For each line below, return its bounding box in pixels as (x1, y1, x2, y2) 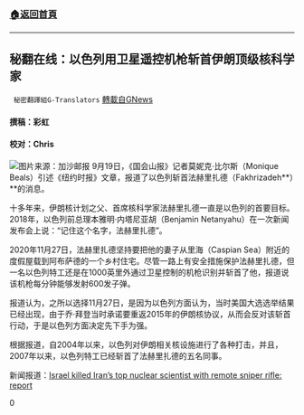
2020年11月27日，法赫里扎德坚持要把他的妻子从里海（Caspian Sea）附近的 (9, 244, 290, 255)
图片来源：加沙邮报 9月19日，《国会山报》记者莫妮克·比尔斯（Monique (18, 160, 279, 171)
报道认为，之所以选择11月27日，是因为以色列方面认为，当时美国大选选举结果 (9, 297, 295, 308)
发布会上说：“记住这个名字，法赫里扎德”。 (9, 224, 167, 236)
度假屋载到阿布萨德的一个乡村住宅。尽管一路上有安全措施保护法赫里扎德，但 (9, 255, 295, 266)
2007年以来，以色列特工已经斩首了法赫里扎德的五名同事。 (9, 350, 227, 361)
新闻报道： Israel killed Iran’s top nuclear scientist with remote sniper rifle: (9, 369, 282, 381)
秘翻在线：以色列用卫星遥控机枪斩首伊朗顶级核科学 (9, 52, 295, 67)
